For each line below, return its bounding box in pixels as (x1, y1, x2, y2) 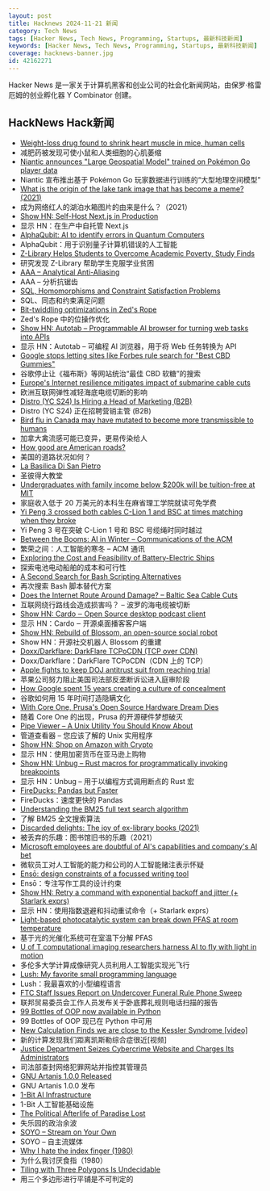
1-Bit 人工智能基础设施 (19, 1099, 94, 1109)
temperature (19, 923, 62, 933)
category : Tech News (8, 27, 78, 35)
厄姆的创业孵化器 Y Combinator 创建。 (8, 90, 136, 99)
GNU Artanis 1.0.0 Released (19, 1071, 112, 1080)
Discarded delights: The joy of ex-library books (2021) (19, 823, 200, 832)
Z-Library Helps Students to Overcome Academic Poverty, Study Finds (19, 248, 255, 258)
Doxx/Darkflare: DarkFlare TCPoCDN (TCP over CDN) (19, 646, 198, 656)
